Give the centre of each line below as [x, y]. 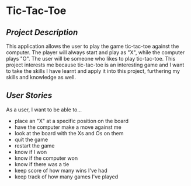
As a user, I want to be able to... [44, 110]
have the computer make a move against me [68, 127]
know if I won [31, 152]
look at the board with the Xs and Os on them [69, 133]
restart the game [34, 145]
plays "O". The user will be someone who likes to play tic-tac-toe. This [91, 59]
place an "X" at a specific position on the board [71, 121]
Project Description [42, 32]
